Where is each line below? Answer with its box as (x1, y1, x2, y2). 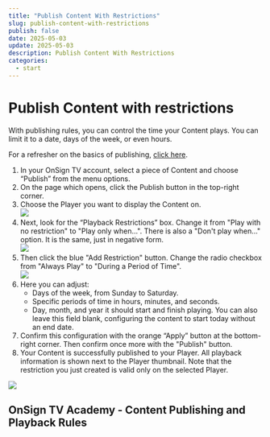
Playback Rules (8, 416, 87, 430)
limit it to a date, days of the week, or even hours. (8, 134, 172, 143)
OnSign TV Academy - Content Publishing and (8, 403, 246, 417)
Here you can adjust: (19, 279, 90, 289)
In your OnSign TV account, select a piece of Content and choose (19, 165, 239, 175)
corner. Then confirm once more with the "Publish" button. (37, 339, 233, 348)
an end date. (31, 322, 74, 332)
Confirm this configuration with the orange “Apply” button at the (19, 331, 233, 340)
